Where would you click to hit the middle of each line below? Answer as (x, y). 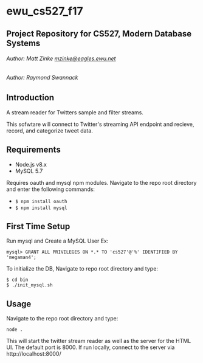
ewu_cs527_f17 (45, 11)
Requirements (33, 150)
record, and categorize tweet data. (50, 130)
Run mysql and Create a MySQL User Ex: (57, 241)
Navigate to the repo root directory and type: (62, 319)
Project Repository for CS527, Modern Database (99, 34)
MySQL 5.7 (29, 171)
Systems (23, 43)
